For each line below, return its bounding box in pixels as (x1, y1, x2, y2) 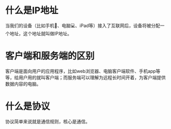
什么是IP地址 (5, 5, 59, 16)
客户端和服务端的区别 (5, 50, 95, 62)
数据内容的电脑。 (5, 81, 41, 87)
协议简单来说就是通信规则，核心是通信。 (5, 118, 90, 124)
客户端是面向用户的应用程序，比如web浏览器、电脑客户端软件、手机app (5, 68, 156, 74)
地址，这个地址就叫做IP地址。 (9, 30, 72, 36)
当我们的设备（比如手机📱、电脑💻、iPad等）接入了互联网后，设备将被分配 (5, 22, 160, 29)
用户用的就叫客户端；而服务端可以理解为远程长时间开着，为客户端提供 (18, 74, 166, 81)
